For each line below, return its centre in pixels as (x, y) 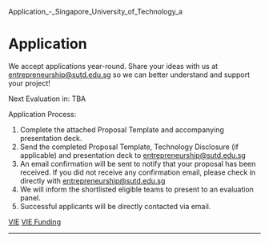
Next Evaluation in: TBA (47, 99)
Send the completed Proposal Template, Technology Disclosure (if (129, 147)
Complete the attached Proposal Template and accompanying (122, 129)
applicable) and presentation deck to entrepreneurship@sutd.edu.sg (132, 155)
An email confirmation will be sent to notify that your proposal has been (138, 163)
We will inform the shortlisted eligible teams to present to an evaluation (137, 189)
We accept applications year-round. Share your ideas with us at (113, 66)
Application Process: (42, 114)
